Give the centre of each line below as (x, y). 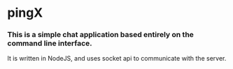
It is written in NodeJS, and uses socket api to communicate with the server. (117, 59)
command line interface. (50, 43)
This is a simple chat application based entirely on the (101, 35)
